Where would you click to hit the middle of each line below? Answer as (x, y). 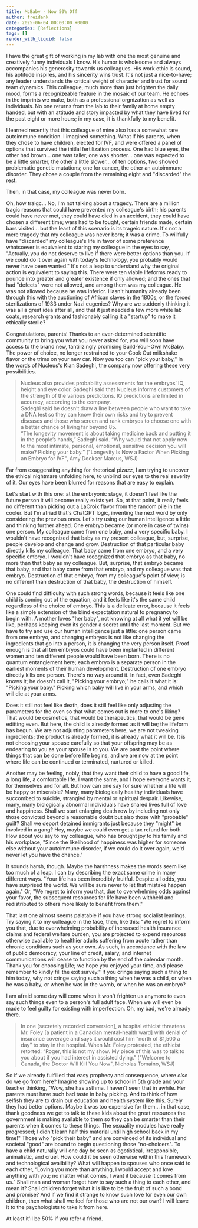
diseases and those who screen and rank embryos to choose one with (106, 421)
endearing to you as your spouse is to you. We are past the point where (93, 749)
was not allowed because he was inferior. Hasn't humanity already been (93, 291)
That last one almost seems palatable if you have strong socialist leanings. (96, 915)
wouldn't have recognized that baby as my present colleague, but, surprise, (98, 538)
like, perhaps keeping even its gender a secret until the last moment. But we (98, 625)
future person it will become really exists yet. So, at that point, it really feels (97, 500)
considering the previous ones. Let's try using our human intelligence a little (98, 519)
